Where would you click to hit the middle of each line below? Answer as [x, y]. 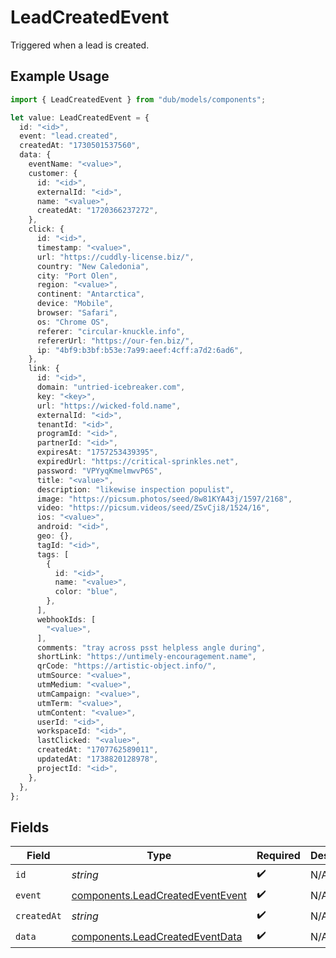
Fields [30, 827]
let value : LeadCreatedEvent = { [80, 117]
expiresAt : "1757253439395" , [97, 452]
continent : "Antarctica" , [90, 294]
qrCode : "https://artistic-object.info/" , [126, 666]
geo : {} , [55, 536]
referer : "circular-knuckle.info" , [111, 331]
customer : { [53, 173]
